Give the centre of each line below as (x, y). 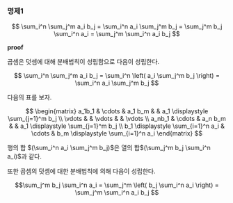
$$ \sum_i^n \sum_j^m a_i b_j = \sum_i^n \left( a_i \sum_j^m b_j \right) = (117, 76)
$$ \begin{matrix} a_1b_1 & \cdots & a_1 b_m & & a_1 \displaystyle (117, 111)
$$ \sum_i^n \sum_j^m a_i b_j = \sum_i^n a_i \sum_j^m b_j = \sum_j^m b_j (117, 26)
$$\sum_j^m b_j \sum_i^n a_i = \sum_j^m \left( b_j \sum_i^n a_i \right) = (117, 185)
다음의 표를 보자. (30, 97)
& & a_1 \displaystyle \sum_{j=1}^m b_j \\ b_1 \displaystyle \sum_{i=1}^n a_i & (117, 126)
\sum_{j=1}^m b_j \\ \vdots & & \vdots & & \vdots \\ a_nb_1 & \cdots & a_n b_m (117, 119)
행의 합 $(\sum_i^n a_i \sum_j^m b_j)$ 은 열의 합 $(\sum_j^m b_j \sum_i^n (109, 148)
